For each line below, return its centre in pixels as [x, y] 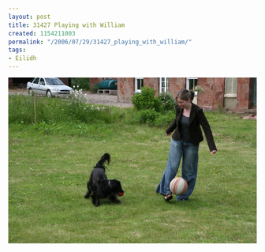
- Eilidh [22, 58]
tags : [17, 50]
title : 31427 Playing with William [67, 25]
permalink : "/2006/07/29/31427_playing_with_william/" [100, 42]
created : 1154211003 [42, 33]
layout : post [30, 17]
